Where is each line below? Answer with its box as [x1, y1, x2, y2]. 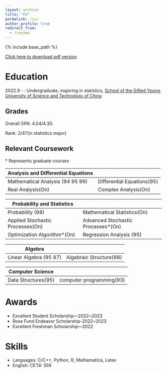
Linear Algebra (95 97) [7, 254, 62, 261]
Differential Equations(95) [97, 178, 159, 185]
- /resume [9, 30, 30, 35]
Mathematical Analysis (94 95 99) [7, 178, 88, 185]
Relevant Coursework [5, 145, 74, 153]
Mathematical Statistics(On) [83, 208, 148, 215]
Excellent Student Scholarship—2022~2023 [12, 313, 103, 319]
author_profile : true [5, 21, 50, 26]
